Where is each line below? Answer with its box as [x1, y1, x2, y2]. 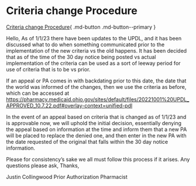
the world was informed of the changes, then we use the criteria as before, [6, 83, 187, 90]
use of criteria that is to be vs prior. [6, 66, 91, 73]
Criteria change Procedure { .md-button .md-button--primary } [6, 23, 156, 30]
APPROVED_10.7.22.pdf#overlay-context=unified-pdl [6, 102, 133, 109]
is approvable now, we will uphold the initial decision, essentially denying [6, 119, 182, 126]
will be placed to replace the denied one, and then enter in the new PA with [6, 132, 187, 139]
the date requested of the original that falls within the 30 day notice [6, 138, 169, 145]
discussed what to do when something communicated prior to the [6, 41, 165, 48]
